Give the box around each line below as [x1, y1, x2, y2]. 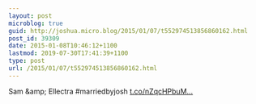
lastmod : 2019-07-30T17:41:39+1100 [8, 49, 129, 57]
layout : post [8, 11, 53, 20]
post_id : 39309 [8, 34, 60, 43]
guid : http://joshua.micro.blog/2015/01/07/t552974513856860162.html [8, 27, 249, 35]
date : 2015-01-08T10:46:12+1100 [8, 42, 117, 50]
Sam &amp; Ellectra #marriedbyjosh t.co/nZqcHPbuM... [8, 86, 194, 96]
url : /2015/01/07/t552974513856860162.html [8, 64, 158, 73]
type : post [8, 57, 45, 65]
